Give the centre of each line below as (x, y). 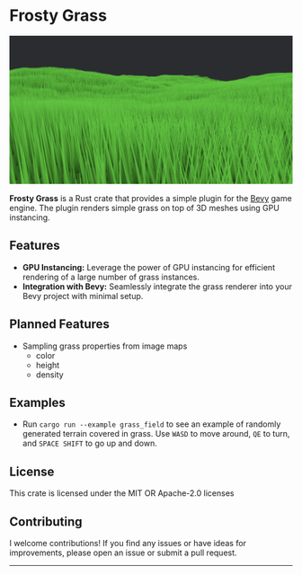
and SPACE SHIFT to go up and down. (89, 443)
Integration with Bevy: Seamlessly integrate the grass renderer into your (157, 286)
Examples (37, 403)
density (50, 375)
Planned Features (60, 324)
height (48, 365)
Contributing (46, 522)
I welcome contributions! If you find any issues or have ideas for (128, 544)
